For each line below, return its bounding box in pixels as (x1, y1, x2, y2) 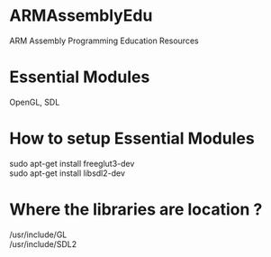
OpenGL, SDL (9, 96, 60, 107)
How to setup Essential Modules (9, 128, 255, 149)
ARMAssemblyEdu (9, 5, 153, 26)
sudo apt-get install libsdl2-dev (9, 168, 126, 179)
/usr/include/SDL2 (9, 238, 77, 249)
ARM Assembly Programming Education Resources (9, 35, 200, 46)
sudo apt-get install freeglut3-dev (9, 158, 135, 169)
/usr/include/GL (9, 229, 68, 240)
